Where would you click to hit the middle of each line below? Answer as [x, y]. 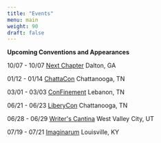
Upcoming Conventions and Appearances [68, 52]
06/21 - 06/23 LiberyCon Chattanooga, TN [67, 106]
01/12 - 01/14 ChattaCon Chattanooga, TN [66, 79]
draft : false [26, 33]
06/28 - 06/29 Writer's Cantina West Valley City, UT [81, 119]
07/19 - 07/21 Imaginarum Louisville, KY [63, 132]
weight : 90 [23, 26]
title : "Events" [30, 13]
